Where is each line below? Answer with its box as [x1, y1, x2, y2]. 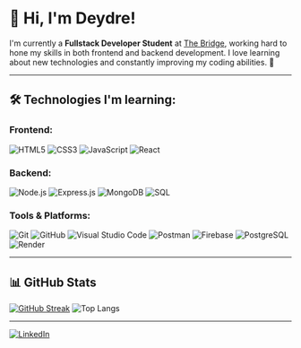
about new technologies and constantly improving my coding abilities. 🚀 [9, 57, 275, 67]
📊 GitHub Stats [9, 274, 97, 290]
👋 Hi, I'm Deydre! [9, 8, 136, 29]
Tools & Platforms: [9, 209, 91, 222]
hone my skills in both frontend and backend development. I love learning [9, 47, 280, 57]
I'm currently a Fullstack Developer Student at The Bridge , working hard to [9, 38, 288, 48]
